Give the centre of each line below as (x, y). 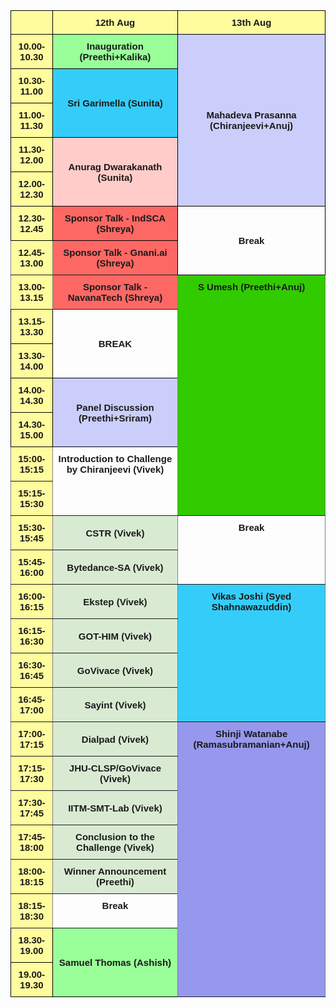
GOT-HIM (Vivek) (115, 636)
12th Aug (115, 22)
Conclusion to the (115, 837)
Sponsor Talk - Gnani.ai (115, 252)
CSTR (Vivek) (115, 533)
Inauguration (115, 46)
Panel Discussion (115, 407)
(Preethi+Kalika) (115, 57)
